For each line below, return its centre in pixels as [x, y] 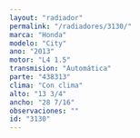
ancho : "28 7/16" [42, 102]
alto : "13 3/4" [38, 94]
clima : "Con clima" [46, 85]
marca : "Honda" [38, 34]
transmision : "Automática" [60, 69]
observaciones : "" [44, 111]
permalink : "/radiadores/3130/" [70, 26]
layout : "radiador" [46, 18]
